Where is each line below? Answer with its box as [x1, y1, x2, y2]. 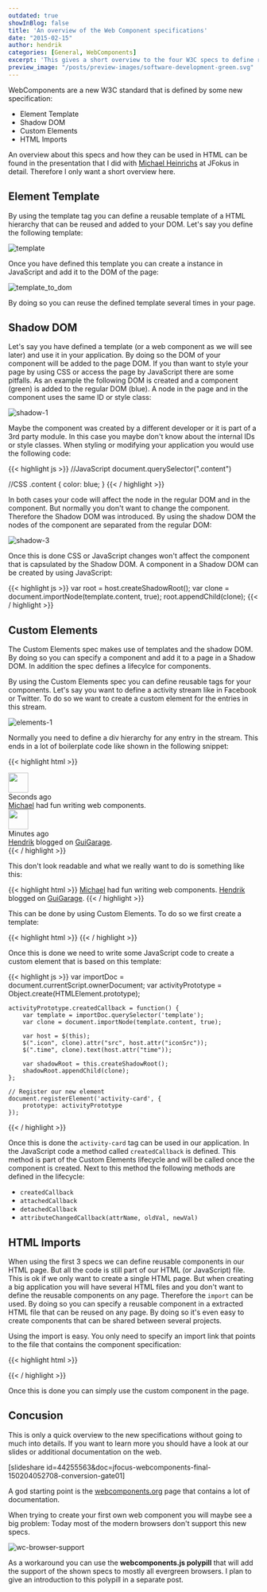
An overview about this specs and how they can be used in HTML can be [8, 149, 248, 159]
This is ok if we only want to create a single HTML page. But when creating [8, 1274, 254, 1283]
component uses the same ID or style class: [8, 393, 152, 402]
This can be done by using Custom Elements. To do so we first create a [8, 909, 242, 918]
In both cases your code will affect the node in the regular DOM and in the [8, 495, 250, 505]
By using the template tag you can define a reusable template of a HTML [8, 211, 246, 220]
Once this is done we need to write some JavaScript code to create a [8, 948, 234, 958]
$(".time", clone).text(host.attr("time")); [22, 1046, 172, 1054]
